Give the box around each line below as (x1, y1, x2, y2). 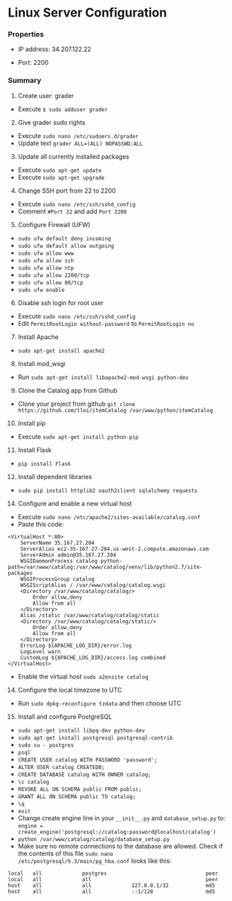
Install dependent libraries (17, 472, 93, 481)
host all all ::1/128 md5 (8, 888, 215, 895)
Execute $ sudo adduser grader (17, 105, 108, 113)
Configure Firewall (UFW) (17, 220, 90, 229)
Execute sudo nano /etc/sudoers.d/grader (17, 131, 139, 139)
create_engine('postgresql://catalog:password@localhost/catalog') (17, 829, 216, 835)
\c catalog (17, 778, 50, 785)
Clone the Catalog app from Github (17, 386, 118, 394)
